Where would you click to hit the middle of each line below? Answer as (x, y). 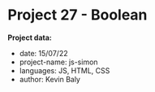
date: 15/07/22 (43, 53)
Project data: (30, 37)
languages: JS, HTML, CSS (65, 70)
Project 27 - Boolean (77, 15)
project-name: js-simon (58, 62)
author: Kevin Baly (50, 79)
